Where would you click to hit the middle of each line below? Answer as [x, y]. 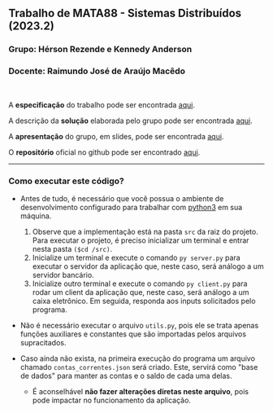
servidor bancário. [63, 275]
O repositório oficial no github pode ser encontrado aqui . [104, 152]
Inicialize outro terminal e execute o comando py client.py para [140, 283]
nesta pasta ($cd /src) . [72, 248]
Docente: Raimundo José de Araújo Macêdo [97, 71]
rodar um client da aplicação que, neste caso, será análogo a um [141, 292]
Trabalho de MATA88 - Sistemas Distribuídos [125, 13]
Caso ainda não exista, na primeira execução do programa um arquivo [138, 358]
